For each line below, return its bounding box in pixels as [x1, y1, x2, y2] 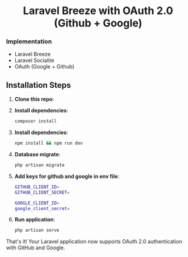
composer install [14, 118, 57, 124]
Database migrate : [14, 151, 61, 158]
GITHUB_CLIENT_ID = [14, 184, 60, 190]
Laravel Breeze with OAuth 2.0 [23, 4, 173, 18]
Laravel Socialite [14, 57, 54, 64]
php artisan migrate [14, 162, 65, 168]
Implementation [6, 37, 53, 46]
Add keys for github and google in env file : [14, 173, 120, 180]
